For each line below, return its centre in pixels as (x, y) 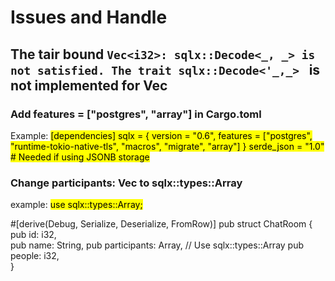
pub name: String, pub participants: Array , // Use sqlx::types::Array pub (157, 245)
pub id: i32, (33, 235)
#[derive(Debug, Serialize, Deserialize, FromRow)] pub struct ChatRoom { (161, 224)
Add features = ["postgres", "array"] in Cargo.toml (136, 114)
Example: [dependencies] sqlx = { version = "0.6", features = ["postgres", (161, 135)
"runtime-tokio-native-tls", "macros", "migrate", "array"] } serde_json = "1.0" (167, 146)
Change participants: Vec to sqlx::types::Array (126, 183)
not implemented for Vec (89, 85)
